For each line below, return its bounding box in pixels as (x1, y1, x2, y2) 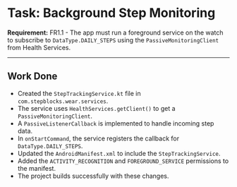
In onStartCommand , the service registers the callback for (17, 134, 180, 143)
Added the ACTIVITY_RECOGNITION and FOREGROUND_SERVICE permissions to (17, 157, 229, 165)
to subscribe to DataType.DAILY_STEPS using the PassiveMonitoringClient (7, 35, 219, 44)
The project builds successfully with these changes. (17, 171, 169, 180)
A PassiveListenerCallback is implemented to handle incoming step (17, 119, 214, 128)
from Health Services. (7, 43, 71, 52)
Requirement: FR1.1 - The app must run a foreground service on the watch (7, 28, 224, 37)
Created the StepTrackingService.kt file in (17, 89, 141, 97)
